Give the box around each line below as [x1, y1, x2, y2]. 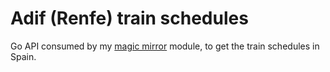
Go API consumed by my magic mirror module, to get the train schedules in [10, 40, 320, 52]
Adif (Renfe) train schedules [10, 7, 249, 30]
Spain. [10, 50, 37, 62]
